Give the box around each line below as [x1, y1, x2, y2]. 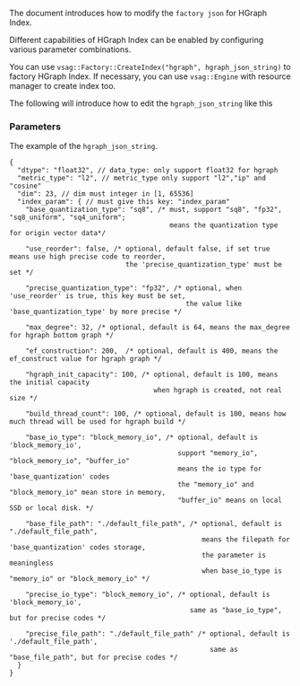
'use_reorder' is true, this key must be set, [9, 292, 186, 301]
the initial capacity [9, 378, 90, 387]
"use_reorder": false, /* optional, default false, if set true [25, 244, 270, 254]
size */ [9, 394, 39, 403]
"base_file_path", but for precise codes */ [9, 653, 178, 663]
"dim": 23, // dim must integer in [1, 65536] [17, 189, 194, 198]
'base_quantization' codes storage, [9, 543, 146, 552]
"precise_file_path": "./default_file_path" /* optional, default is [25, 629, 291, 638]
